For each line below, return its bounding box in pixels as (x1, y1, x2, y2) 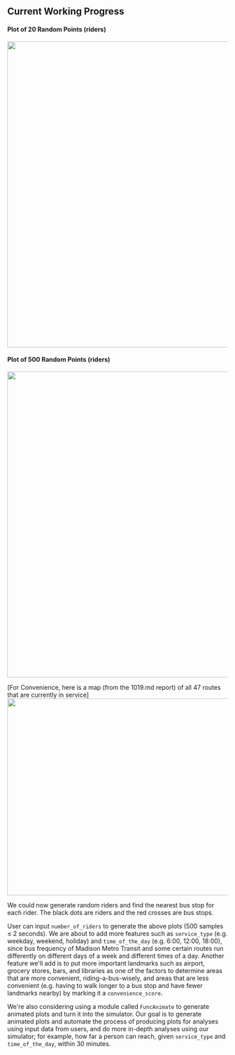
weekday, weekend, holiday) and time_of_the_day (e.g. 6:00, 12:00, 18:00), (7, 937, 222, 945)
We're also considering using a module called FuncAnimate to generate (7, 1002, 210, 1010)
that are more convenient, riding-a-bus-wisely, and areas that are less (7, 974, 209, 982)
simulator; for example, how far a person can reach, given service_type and (7, 1032, 226, 1040)
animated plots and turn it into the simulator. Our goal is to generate (7, 1010, 202, 1018)
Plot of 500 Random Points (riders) (7, 355, 111, 364)
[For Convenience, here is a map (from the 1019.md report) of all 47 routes (7, 683, 222, 691)
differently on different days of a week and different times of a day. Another (7, 951, 225, 960)
